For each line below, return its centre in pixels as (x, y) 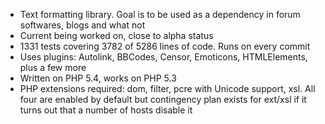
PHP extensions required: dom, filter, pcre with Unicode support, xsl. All (167, 88)
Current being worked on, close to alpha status (116, 35)
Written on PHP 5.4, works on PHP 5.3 (98, 78)
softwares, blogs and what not (82, 25)
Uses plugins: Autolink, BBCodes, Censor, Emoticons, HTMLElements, (163, 57)
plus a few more (53, 67)
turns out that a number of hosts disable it (106, 110)
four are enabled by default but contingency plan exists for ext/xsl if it (163, 99)
